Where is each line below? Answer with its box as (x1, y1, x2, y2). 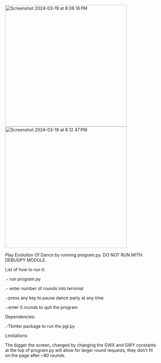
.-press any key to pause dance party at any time (5, 295, 104, 301)
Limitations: (5, 333, 28, 338)
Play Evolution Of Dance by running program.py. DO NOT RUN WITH (5, 252, 142, 258)
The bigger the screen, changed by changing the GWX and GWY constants (5, 342, 156, 348)
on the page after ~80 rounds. (5, 353, 66, 358)
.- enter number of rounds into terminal (5, 286, 84, 291)
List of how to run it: (5, 267, 45, 272)
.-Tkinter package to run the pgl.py (5, 324, 75, 329)
